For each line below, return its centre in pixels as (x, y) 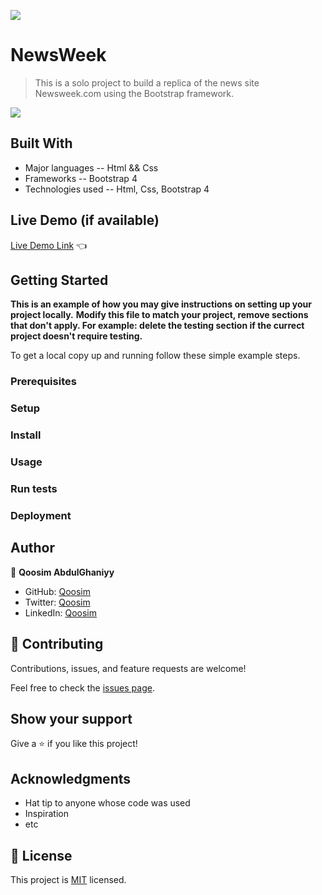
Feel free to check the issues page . (82, 687)
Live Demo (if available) (85, 220)
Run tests (34, 488)
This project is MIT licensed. (68, 879)
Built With (41, 143)
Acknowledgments (71, 778)
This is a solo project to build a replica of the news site (147, 82)
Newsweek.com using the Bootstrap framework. (134, 93)
